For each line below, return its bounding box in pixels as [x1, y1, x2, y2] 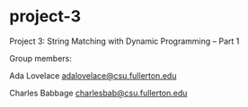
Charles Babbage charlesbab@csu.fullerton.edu [9, 87, 188, 98]
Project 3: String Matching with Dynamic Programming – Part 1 [9, 36, 240, 46]
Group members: [9, 53, 72, 63]
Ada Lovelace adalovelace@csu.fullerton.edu [9, 70, 177, 81]
